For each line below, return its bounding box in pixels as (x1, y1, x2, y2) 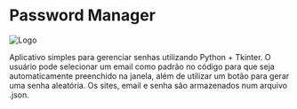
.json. (9, 90, 29, 100)
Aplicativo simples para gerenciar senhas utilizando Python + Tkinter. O (9, 51, 271, 62)
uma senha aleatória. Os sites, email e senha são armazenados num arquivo (9, 80, 287, 90)
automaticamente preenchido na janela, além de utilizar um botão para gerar (9, 70, 290, 81)
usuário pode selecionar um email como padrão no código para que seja (9, 61, 276, 72)
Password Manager (9, 5, 156, 26)
